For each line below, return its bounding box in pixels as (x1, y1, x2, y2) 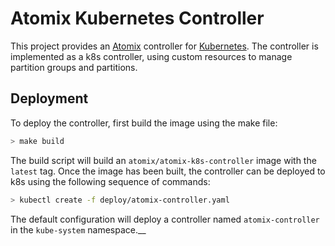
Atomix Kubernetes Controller (10, 7, 265, 30)
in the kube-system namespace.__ (10, 223, 147, 236)
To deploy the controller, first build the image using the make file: (10, 117, 278, 129)
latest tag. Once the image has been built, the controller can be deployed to (10, 165, 326, 177)
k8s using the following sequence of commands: (10, 175, 211, 187)
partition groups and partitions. (10, 61, 138, 73)
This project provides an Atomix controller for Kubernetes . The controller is (10, 40, 319, 52)
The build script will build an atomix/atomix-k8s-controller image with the (10, 154, 317, 166)
